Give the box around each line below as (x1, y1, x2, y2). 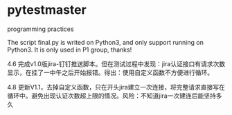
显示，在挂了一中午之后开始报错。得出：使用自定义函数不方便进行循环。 (7, 68, 213, 76)
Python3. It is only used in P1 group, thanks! (7, 45, 132, 54)
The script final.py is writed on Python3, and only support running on (7, 38, 204, 46)
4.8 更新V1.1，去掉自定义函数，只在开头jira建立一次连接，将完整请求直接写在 (7, 83, 225, 91)
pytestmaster (7, 2, 87, 18)
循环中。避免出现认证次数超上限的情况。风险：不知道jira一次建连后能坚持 (7, 92, 216, 100)
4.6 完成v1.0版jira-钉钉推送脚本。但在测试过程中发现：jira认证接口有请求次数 (7, 59, 226, 67)
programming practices (7, 25, 74, 33)
